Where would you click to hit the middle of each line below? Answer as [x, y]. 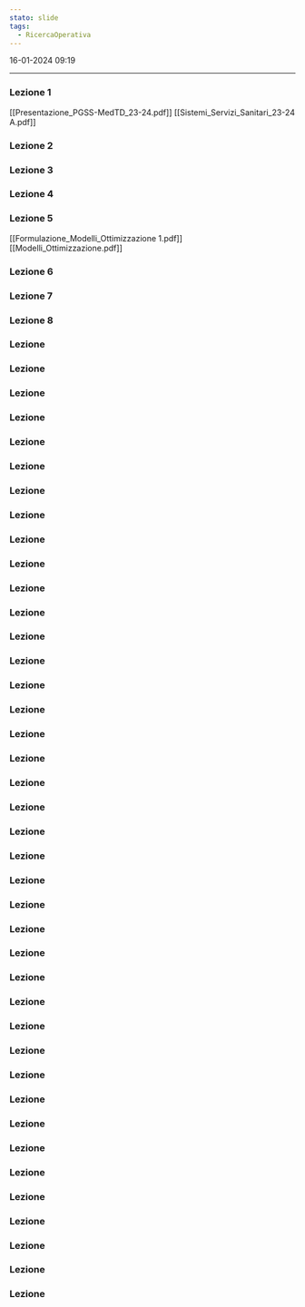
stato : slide [34, 18]
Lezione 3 [31, 170]
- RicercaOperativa [54, 34]
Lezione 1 [30, 93]
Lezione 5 [31, 219]
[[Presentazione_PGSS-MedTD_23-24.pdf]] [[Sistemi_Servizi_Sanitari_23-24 [152, 112]
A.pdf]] [23, 122]
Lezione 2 [31, 145]
